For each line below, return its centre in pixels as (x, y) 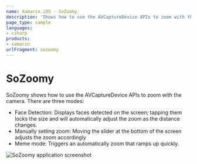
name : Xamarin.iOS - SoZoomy (42, 11)
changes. (26, 125)
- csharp (17, 33)
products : (18, 39)
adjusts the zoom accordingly (50, 137)
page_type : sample (28, 22)
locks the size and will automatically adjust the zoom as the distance (97, 118)
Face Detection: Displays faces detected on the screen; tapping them (98, 112)
